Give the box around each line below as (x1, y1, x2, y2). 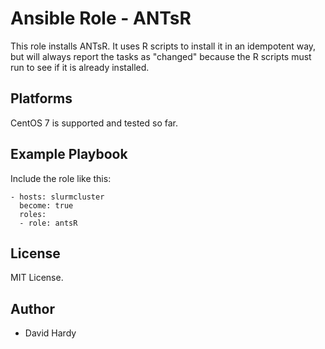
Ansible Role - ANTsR (10, 7, 192, 30)
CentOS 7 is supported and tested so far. (10, 117, 178, 129)
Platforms (10, 90, 73, 107)
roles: (19, 209, 47, 219)
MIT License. (10, 272, 64, 284)
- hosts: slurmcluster (10, 192, 105, 202)
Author (10, 300, 55, 317)
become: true (19, 200, 74, 211)
